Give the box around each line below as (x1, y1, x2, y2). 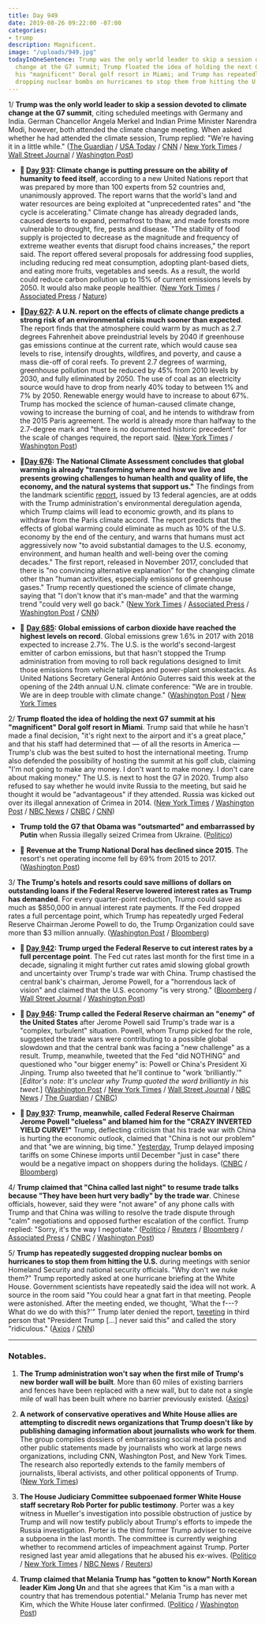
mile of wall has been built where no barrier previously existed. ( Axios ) (19, 1393, 249, 1404)
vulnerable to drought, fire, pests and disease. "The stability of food (19, 224, 241, 233)
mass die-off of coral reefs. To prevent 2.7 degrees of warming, (19, 357, 227, 366)
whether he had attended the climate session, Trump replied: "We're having (8, 133, 254, 142)
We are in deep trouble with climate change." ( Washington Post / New (19, 690, 247, 700)
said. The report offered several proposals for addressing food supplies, (19, 249, 254, 259)
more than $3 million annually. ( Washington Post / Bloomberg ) (8, 928, 210, 937)
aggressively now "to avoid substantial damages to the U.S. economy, (19, 540, 247, 550)
